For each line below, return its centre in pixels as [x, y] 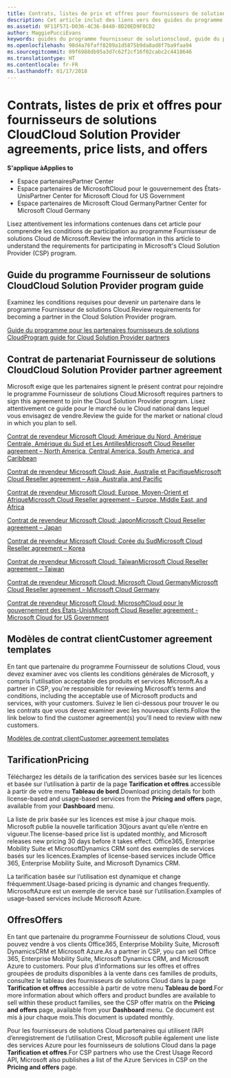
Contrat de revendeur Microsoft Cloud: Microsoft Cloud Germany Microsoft [113, 582]
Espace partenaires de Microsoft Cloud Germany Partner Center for [112, 203]
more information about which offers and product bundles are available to [111, 995]
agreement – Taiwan [36, 569]
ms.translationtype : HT [41, 59]
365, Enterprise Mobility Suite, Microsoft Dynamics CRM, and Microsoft [108, 958]
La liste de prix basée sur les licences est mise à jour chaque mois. [102, 819]
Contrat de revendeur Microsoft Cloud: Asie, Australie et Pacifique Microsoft [114, 472]
